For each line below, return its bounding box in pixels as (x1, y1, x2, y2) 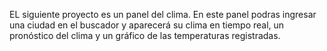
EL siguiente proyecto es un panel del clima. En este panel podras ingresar (9, 9, 317, 20)
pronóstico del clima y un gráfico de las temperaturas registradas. (9, 30, 281, 41)
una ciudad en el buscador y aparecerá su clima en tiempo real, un (9, 19, 285, 31)
